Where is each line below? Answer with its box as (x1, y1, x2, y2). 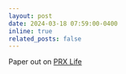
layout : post (8, 11, 53, 20)
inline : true (8, 27, 53, 35)
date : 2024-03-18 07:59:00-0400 (8, 20, 118, 28)
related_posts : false (8, 34, 82, 43)
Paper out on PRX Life (8, 57, 83, 67)
